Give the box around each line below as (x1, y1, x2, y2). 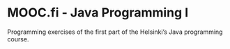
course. (7, 35, 29, 43)
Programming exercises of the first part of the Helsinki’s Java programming (7, 28, 223, 36)
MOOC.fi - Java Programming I (7, 5, 189, 21)
